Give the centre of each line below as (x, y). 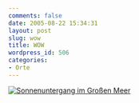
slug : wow (25, 38)
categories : (28, 61)
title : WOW (26, 46)
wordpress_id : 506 (39, 53)
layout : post (30, 30)
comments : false (35, 16)
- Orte (19, 68)
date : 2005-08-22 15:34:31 (53, 23)
